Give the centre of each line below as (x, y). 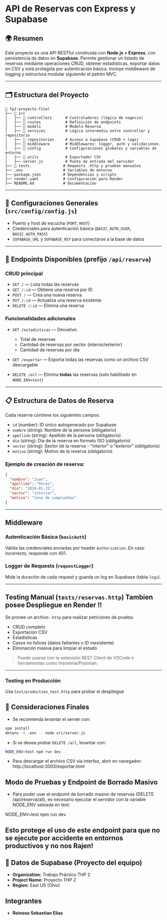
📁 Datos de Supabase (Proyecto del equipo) (74, 862)
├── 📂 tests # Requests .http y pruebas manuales (73, 166)
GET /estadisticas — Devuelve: (45, 329)
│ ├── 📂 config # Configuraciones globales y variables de (81, 148)
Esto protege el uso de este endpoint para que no (83, 830)
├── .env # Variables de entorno (59, 170)
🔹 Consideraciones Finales (47, 707)
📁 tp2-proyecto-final (28, 109)
